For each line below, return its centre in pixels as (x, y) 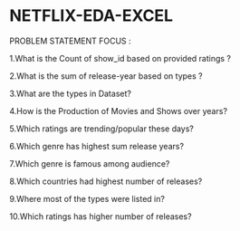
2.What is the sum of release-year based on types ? (106, 76)
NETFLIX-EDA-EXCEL (91, 16)
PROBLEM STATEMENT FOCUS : (70, 41)
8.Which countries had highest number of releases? (106, 181)
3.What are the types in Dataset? (70, 93)
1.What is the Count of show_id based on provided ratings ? (120, 58)
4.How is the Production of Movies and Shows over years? (119, 111)
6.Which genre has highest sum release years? (96, 146)
